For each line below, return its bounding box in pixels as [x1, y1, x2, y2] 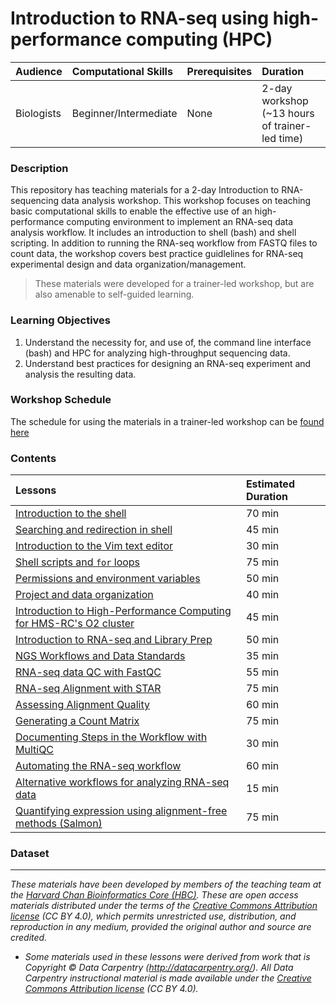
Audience [15, 64, 63, 78]
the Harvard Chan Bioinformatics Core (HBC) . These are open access [10, 889, 299, 901]
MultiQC [15, 743, 55, 757]
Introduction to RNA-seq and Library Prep [15, 633, 213, 647]
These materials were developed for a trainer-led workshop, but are [34, 278, 315, 290]
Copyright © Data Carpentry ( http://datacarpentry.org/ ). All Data [24, 962, 294, 974]
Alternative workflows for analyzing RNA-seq [15, 775, 230, 789]
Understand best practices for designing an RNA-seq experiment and [24, 357, 312, 369]
